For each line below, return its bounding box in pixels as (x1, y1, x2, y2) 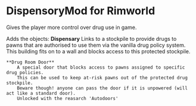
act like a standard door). (6, 90, 76, 96)
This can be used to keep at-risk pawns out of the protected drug (17, 75, 188, 81)
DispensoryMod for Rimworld (6, 4, 155, 18)
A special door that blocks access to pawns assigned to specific (17, 64, 185, 70)
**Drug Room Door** (6, 59, 55, 65)
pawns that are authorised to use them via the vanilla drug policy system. (6, 41, 186, 49)
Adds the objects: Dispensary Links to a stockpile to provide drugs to (6, 35, 177, 42)
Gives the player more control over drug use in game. (6, 24, 137, 31)
